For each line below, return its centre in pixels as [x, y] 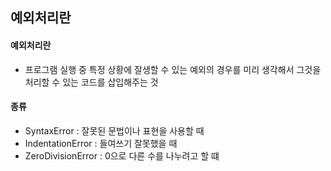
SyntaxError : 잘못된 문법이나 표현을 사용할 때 [114, 130]
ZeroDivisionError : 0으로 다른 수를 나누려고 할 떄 [122, 155]
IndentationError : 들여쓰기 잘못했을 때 [101, 143]
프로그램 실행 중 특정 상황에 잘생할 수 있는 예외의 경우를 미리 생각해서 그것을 [173, 69]
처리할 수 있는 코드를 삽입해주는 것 [91, 82]
